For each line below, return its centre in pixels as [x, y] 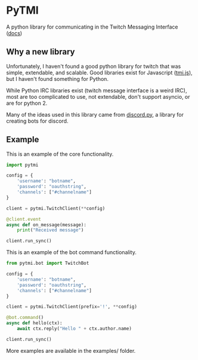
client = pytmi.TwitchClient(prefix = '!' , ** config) [72, 307]
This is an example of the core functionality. [60, 154]
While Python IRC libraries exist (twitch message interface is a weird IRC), [97, 90]
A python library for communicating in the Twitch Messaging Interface [92, 27]
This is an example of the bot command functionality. [72, 252]
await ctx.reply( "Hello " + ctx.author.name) [75, 329]
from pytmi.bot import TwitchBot [48, 263]
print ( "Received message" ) [50, 230]
